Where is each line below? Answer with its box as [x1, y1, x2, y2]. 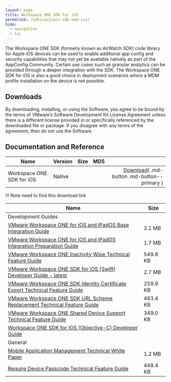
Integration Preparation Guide [8, 242, 79, 249]
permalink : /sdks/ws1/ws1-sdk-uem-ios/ [5, 17, 90, 22]
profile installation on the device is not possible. [5, 78, 105, 84]
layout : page [5, 7, 33, 13]
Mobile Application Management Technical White [8, 347, 125, 354]
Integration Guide [8, 228, 49, 235]
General [8, 339, 27, 346]
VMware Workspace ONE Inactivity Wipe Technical [8, 251, 130, 258]
